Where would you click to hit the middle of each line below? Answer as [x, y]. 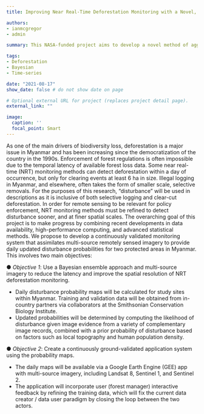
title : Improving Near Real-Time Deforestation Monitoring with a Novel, [102, 12]
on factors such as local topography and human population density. [99, 337]
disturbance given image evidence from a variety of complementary [100, 324]
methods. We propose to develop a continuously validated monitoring [93, 236]
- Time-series [24, 73]
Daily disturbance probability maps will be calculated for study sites [100, 291]
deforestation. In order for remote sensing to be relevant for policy [89, 203]
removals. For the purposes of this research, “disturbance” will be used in [98, 191]
